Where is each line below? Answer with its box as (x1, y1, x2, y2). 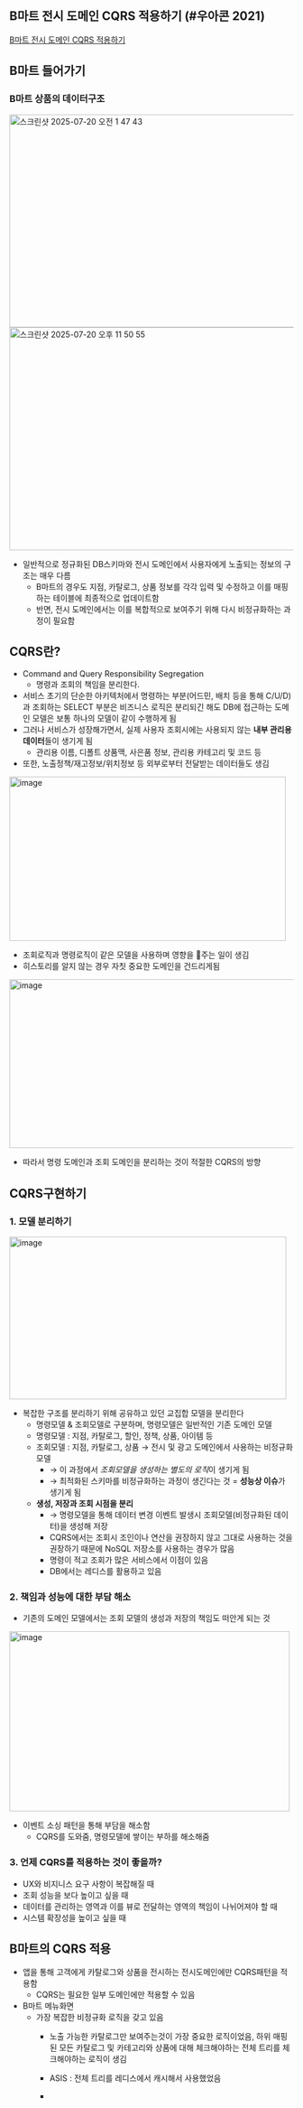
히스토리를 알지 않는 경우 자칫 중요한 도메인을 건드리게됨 (22, 961, 221, 972)
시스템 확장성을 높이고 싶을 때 (22, 1912, 126, 1923)
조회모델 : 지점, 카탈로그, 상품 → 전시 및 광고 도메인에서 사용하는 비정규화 (35, 1441, 293, 1452)
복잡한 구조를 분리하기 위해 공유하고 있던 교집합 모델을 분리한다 (22, 1408, 244, 1418)
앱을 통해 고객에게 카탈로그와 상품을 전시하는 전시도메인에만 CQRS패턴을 (22, 1967, 279, 1978)
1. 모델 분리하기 (9, 1215, 72, 1227)
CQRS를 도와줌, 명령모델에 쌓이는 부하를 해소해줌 (35, 1832, 210, 1842)
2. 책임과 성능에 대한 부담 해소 (9, 1590, 132, 1603)
